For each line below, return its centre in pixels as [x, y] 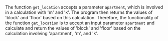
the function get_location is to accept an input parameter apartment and [80, 23]
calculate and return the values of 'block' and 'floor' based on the [73, 28]
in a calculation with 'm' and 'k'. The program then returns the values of [79, 12]
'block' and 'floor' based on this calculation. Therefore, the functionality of [82, 18]
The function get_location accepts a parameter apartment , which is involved [84, 7]
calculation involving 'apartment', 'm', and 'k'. [52, 33]
